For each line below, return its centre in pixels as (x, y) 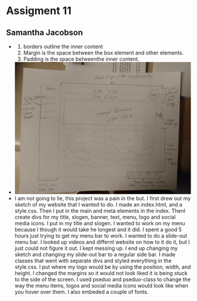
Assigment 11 (39, 11)
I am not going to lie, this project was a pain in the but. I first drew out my (103, 198)
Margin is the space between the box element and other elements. (103, 53)
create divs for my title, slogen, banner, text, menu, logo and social (95, 217)
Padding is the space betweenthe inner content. (81, 59)
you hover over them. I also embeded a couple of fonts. (81, 292)
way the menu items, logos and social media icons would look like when (101, 286)
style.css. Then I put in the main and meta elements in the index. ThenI (100, 211)
